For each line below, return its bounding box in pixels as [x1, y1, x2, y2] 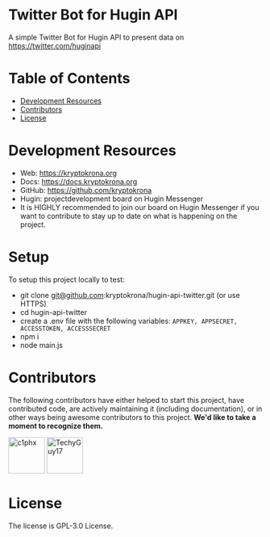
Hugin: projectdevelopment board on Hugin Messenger [19, 194, 204, 203]
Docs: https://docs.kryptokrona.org [19, 176, 138, 187]
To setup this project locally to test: [8, 275, 125, 284]
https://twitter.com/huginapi [8, 40, 102, 50]
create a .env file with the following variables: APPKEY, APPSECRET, [19, 316, 238, 325]
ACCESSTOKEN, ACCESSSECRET [19, 325, 111, 333]
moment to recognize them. [8, 421, 103, 430]
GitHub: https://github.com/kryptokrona [19, 185, 152, 195]
